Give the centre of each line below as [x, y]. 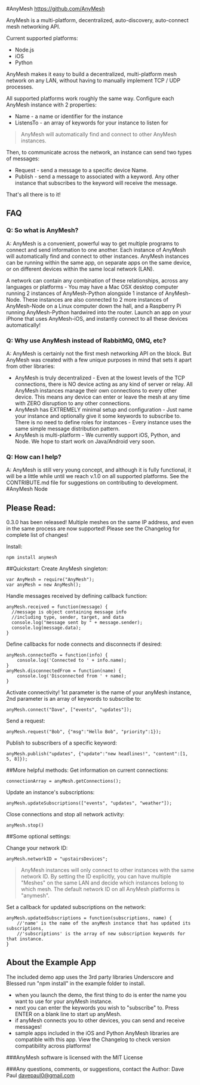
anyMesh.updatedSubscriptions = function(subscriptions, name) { [89, 918]
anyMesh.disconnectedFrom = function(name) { [64, 671]
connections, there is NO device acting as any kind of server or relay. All [104, 384]
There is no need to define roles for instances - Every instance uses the [103, 422]
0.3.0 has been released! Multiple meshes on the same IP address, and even [100, 522]
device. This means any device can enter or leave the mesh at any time [102, 397]
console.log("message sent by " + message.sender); [77, 623]
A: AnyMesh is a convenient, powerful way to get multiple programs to [93, 243]
